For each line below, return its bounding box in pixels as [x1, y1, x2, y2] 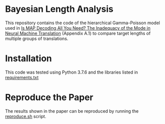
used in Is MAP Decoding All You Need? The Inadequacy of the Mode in [5, 25, 151, 31]
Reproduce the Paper [5, 92, 94, 103]
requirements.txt [5, 74, 39, 80]
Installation [5, 53, 52, 64]
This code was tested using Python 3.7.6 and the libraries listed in [5, 69, 138, 75]
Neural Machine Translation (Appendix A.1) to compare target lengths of [5, 30, 151, 36]
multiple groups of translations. [5, 36, 68, 41]
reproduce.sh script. [5, 113, 47, 119]
